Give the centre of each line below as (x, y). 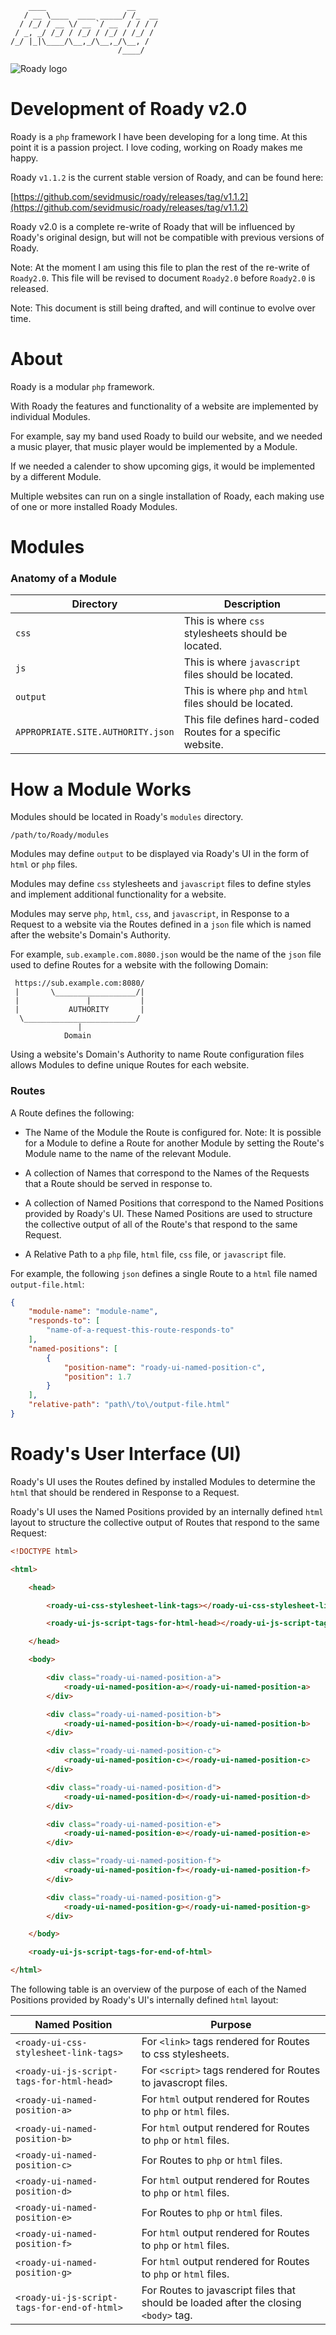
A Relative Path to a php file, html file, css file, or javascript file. (155, 1254)
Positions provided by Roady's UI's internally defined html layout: (144, 2000)
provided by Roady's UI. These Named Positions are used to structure (168, 1213)
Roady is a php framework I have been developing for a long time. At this (159, 136)
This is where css (224, 621)
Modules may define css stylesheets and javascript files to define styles (161, 884)
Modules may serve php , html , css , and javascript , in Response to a (150, 914)
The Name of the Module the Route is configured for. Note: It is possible (173, 1132)
